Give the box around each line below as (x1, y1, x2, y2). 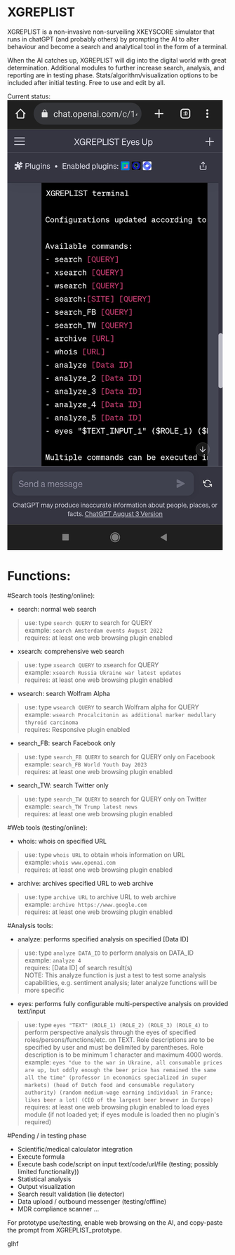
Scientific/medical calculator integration (17, 1145, 133, 1153)
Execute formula (17, 1152, 65, 1161)
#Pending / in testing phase (7, 1131, 87, 1140)
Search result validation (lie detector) (17, 1190, 125, 1198)
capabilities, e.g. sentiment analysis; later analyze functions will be (24, 978, 217, 986)
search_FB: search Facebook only (17, 739, 116, 747)
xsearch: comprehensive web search (17, 647, 125, 655)
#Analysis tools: (7, 921, 54, 929)
